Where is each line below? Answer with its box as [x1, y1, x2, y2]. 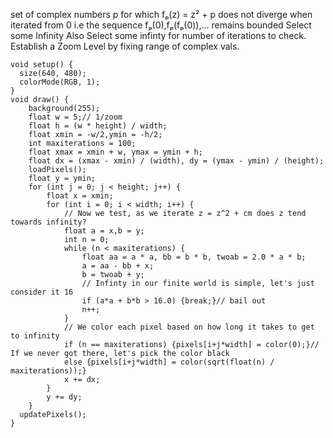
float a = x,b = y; [63, 226, 145, 236]
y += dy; [46, 392, 83, 402]
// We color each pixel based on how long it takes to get [63, 322, 315, 332]
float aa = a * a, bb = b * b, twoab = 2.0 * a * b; [81, 252, 307, 262]
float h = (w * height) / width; [28, 121, 168, 131]
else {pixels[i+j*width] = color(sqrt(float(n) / [63, 357, 275, 367]
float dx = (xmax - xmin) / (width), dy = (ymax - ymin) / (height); [28, 156, 325, 166]
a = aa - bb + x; [81, 261, 155, 271]
